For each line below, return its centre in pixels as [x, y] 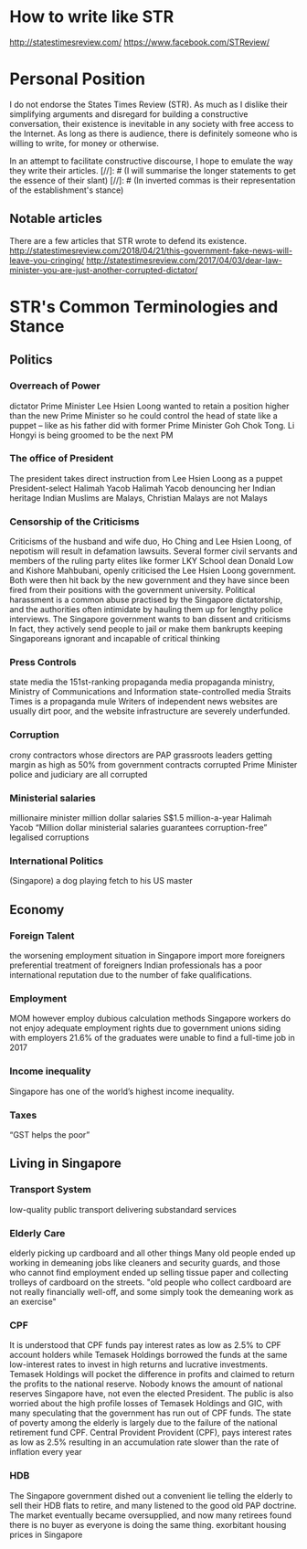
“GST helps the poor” [50, 1134]
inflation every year [46, 1452]
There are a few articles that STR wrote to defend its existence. [128, 240]
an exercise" [33, 1301]
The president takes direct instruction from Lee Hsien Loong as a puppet [146, 478]
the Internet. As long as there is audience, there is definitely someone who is [153, 133]
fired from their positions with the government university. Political [132, 590]
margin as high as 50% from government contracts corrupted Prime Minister [153, 764]
